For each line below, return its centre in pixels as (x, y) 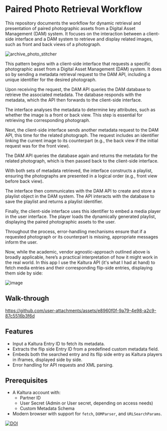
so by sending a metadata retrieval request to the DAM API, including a (78, 74)
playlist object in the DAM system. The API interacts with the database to (80, 196)
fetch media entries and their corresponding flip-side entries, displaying (79, 267)
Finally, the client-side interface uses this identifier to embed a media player (83, 211)
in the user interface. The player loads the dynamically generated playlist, (81, 216)
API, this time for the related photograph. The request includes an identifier (82, 135)
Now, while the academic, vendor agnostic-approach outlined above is (78, 251)
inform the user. (21, 242)
